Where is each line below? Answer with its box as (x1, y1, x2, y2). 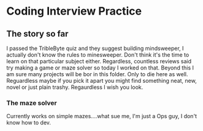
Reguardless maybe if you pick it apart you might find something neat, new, (6, 77, 197, 84)
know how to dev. (6, 119, 51, 126)
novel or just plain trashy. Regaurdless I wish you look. (6, 83, 144, 91)
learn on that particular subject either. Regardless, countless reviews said (6, 58, 192, 65)
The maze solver (6, 99, 57, 107)
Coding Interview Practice (6, 4, 142, 18)
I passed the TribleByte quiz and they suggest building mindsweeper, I (6, 44, 184, 52)
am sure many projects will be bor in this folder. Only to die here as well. (6, 71, 188, 77)
